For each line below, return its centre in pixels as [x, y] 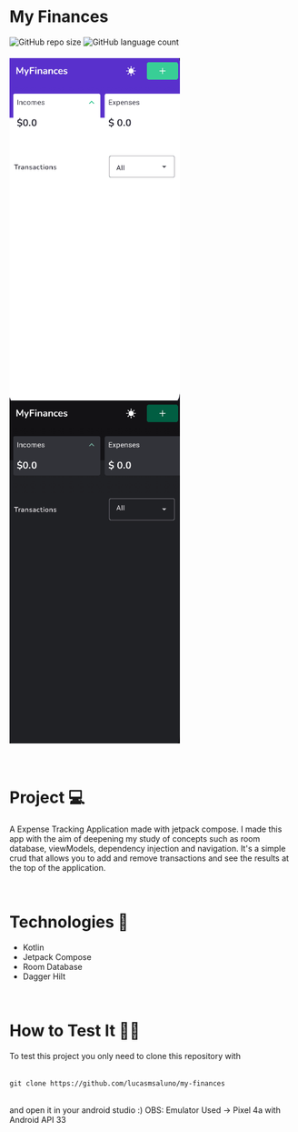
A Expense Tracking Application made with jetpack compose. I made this [146, 829]
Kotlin [33, 947]
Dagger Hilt [44, 976]
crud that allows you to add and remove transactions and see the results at [149, 858]
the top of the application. [58, 867]
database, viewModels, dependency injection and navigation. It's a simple [148, 848]
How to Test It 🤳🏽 [75, 1031]
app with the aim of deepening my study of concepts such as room [135, 838]
